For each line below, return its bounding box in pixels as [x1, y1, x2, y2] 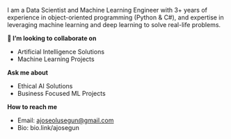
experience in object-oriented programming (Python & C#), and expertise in [7, 13, 224, 22]
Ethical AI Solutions [17, 82, 73, 90]
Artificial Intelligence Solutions [17, 48, 105, 56]
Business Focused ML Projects [17, 90, 106, 97]
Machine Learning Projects [17, 55, 95, 63]
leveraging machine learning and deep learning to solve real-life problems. [7, 21, 221, 28]
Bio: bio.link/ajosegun [17, 124, 80, 131]
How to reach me [7, 103, 58, 111]
